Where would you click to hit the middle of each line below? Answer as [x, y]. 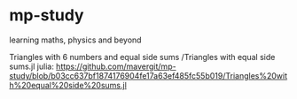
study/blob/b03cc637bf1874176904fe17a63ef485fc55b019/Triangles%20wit [148, 75]
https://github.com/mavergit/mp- [116, 66]
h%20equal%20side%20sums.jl [68, 85]
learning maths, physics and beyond [75, 40]
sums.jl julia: [32, 66]
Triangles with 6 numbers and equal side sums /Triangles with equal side [142, 57]
